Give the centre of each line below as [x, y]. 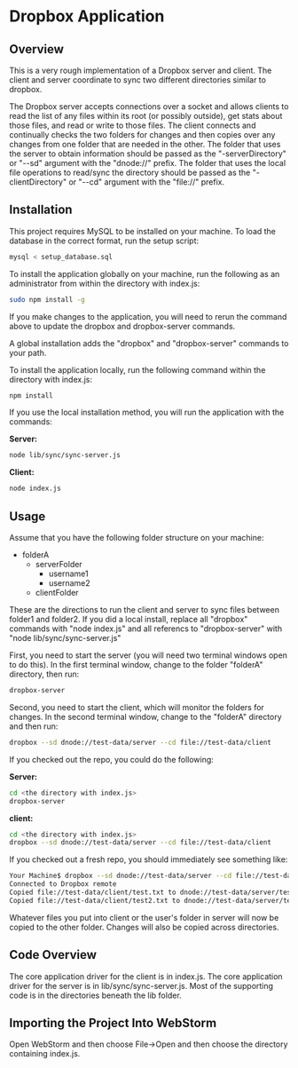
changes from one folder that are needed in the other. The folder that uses [145, 144]
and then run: [34, 726]
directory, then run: [44, 674]
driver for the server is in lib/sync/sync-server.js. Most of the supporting [141, 985]
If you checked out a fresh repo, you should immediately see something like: [149, 859]
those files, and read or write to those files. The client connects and [133, 125]
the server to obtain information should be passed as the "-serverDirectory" [148, 154]
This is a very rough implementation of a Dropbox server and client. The [141, 70]
